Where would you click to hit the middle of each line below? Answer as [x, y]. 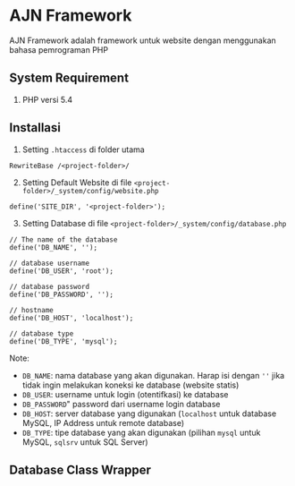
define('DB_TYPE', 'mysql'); [63, 341]
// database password [50, 286]
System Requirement [69, 78]
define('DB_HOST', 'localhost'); [72, 318]
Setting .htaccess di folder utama [83, 149]
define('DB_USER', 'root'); [62, 271]
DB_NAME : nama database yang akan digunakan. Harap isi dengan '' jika [153, 375]
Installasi [35, 128]
